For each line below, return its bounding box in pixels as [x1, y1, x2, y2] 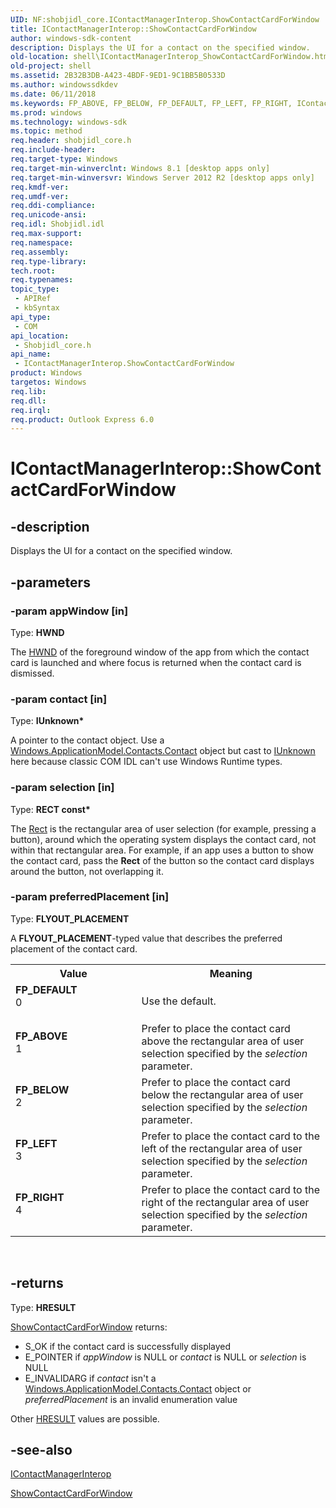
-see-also [10, 1442, 73, 1459]
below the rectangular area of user [141, 1087, 304, 1101]
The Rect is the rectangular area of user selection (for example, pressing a [10, 822, 317, 835]
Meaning [209, 966, 253, 980]
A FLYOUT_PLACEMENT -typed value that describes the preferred [10, 932, 283, 944]
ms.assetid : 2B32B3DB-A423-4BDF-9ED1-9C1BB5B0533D [10, 71, 226, 81]
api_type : [10, 312, 52, 322]
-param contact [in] [10, 692, 108, 706]
